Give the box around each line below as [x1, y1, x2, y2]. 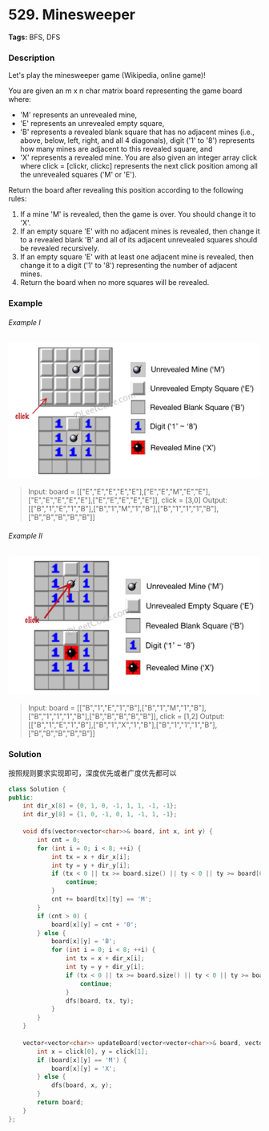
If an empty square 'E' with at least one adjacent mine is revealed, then [19, 252, 255, 262]
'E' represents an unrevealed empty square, [19, 119, 165, 128]
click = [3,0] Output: [161, 495, 228, 505]
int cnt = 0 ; [37, 836, 81, 844]
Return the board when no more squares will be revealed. [19, 278, 210, 287]
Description [8, 52, 55, 63]
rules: [8, 194, 27, 204]
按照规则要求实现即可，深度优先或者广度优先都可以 [8, 768, 177, 778]
